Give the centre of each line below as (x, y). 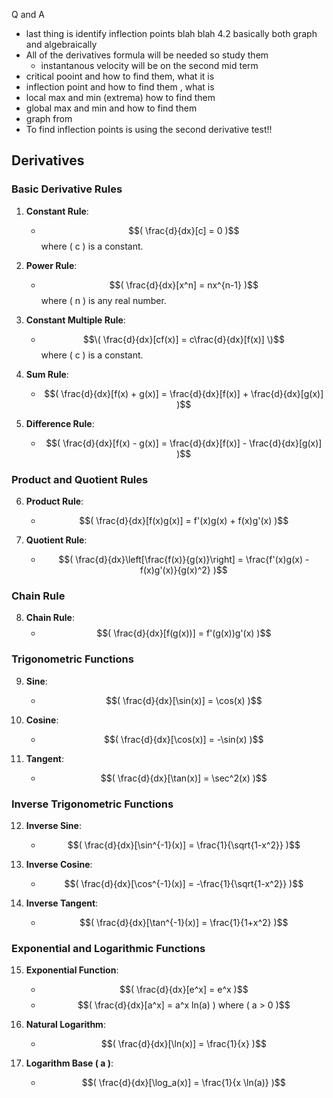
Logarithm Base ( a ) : (69, 1063)
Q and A (28, 14)
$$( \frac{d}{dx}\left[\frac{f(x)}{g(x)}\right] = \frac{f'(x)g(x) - (184, 559)
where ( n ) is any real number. (103, 300)
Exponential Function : (72, 970)
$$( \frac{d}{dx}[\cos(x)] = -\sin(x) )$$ (184, 739)
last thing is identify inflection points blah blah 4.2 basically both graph (171, 33)
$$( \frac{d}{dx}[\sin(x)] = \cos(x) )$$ (184, 700)
